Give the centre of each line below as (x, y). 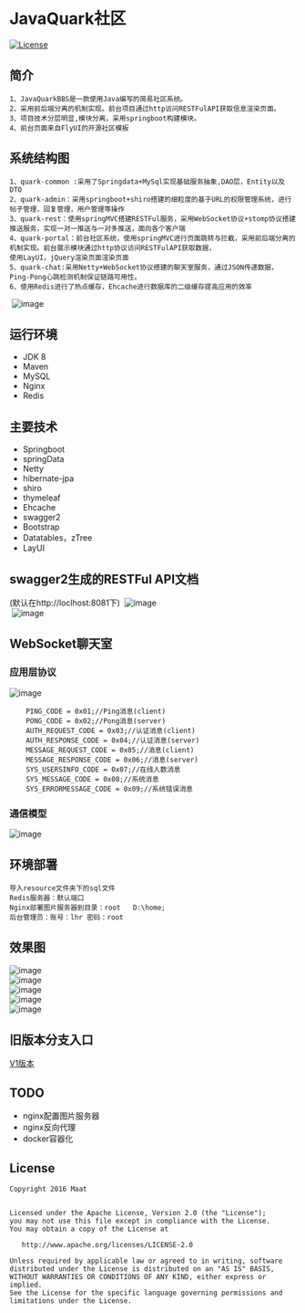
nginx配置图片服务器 (61, 1116)
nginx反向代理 (49, 1128)
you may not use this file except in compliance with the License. (140, 1221)
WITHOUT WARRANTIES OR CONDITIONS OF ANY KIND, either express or (138, 1277)
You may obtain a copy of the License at (89, 1229)
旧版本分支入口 (51, 1040)
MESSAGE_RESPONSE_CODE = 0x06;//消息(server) (112, 760)
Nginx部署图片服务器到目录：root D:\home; (87, 908)
